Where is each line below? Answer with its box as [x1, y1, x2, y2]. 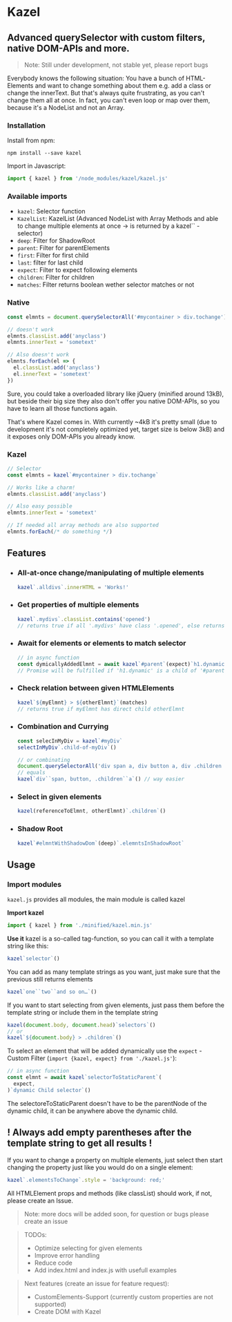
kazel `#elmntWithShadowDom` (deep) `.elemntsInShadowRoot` [17, 840, 185, 847]
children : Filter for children [17, 274, 95, 282]
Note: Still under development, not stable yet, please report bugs [23, 61, 209, 69]
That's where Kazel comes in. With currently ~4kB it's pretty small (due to [7, 417, 217, 425]
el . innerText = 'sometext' [13, 370, 91, 377]
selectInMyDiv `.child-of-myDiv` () [17, 744, 117, 751]
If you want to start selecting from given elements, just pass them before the [7, 1001, 224, 1009]
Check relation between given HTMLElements [17, 683, 175, 693]
